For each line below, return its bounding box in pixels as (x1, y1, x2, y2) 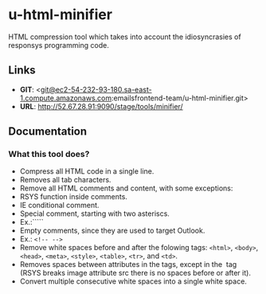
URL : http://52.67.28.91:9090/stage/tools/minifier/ (19, 101, 183, 111)
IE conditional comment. (19, 201, 100, 210)
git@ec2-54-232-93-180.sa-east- (40, 84, 153, 94)
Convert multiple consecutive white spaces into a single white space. (19, 276, 247, 286)
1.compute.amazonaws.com (19, 93, 112, 103)
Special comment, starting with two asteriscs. (19, 209, 170, 218)
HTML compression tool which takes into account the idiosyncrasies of (8, 32, 241, 41)
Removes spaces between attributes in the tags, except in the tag (19, 260, 237, 269)
